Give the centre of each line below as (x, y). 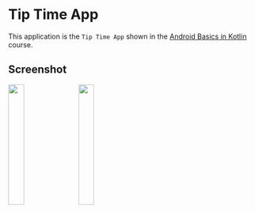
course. (21, 44)
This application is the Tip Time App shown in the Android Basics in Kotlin (127, 36)
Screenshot (38, 70)
